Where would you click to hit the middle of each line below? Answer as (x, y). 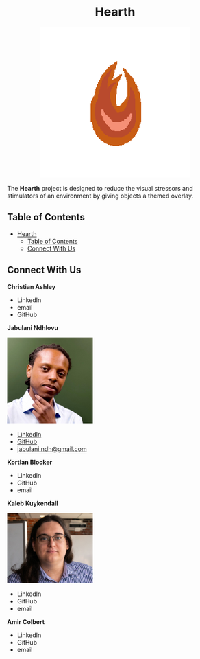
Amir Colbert (26, 621)
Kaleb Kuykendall (33, 503)
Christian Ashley (32, 286)
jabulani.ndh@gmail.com (52, 449)
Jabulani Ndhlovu (33, 327)
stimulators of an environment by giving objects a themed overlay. (100, 196)
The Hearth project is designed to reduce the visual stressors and (100, 188)
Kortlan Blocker (30, 462)
